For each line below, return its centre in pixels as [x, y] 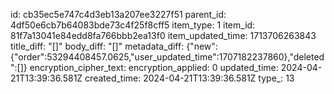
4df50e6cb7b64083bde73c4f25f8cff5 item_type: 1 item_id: [133, 25]
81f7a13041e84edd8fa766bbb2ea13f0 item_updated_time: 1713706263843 [163, 35]
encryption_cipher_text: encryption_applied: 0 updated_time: [154, 67]
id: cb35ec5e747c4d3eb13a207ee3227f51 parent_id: [118, 14]
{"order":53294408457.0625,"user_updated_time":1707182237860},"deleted [167, 57]
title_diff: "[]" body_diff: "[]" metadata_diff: [97, 46]
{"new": [202, 46]
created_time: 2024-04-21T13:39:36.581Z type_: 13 [189, 78]
